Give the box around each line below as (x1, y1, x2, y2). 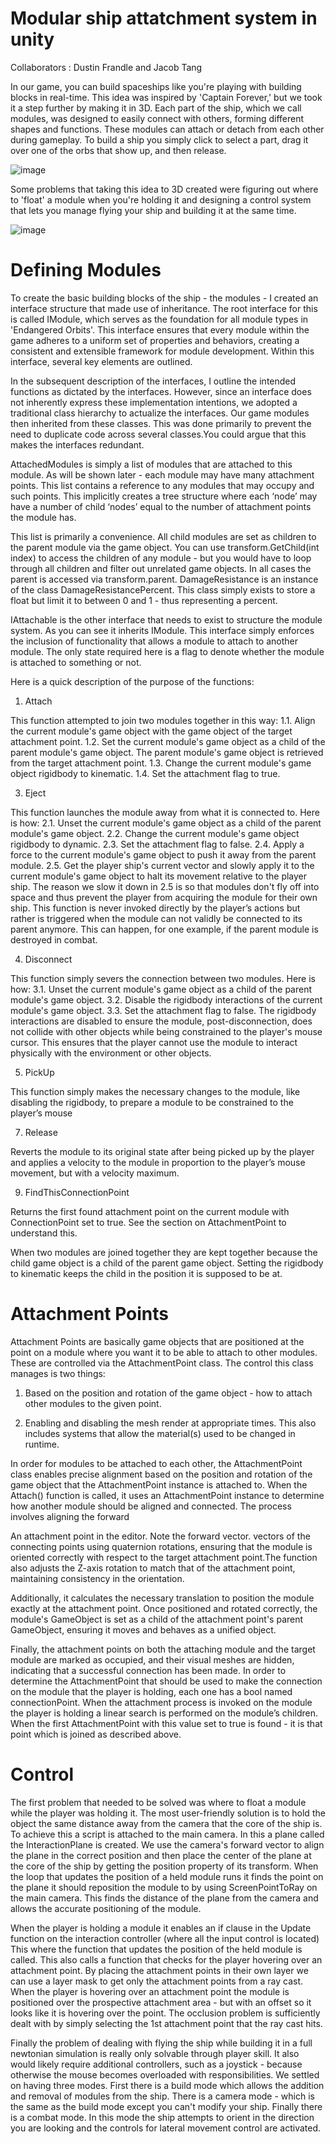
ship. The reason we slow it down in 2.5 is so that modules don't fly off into (10, 880, 320, 892)
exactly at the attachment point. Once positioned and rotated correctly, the (10, 1602, 318, 1614)
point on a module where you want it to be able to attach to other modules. (10, 1346, 318, 1358)
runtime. (24, 1438, 60, 1450)
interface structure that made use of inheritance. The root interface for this (10, 302, 318, 314)
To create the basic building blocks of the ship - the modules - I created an (10, 292, 319, 304)
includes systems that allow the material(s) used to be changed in (24, 1427, 296, 1439)
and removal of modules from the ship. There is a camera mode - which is (10, 2090, 315, 2102)
